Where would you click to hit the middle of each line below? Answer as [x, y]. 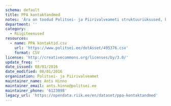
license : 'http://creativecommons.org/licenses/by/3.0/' [67, 57]
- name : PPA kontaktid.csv [38, 43]
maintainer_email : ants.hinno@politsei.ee [51, 86]
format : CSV [27, 52]
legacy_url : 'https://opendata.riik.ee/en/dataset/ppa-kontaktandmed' [82, 95]
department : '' [21, 24]
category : [16, 29]
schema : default [22, 10]
